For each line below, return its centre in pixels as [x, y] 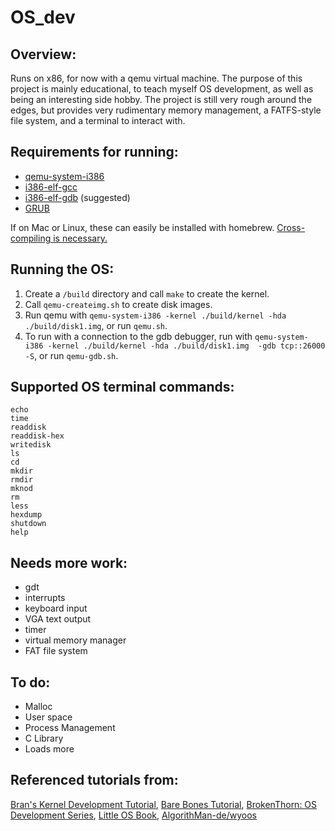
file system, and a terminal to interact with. [98, 120]
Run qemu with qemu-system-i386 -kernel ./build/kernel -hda [155, 315]
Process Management [70, 728]
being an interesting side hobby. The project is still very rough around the [161, 99]
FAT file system [56, 651]
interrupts [45, 598]
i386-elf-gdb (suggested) [77, 197]
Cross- [291, 227]
